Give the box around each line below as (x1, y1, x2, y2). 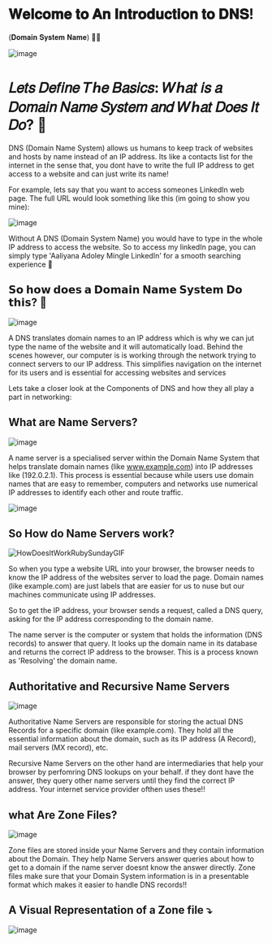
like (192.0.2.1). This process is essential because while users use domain (8, 470, 254, 480)
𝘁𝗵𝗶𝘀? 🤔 (8, 296, 47, 310)
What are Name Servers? (8, 415, 138, 429)
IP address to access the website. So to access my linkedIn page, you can (8, 241, 256, 252)
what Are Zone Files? (8, 808, 118, 822)
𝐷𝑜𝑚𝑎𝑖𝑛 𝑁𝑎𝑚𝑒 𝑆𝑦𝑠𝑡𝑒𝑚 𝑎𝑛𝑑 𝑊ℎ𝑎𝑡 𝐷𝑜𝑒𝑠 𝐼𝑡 (8, 98, 260, 116)
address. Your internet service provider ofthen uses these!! (8, 784, 205, 794)
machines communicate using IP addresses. (8, 590, 157, 600)
